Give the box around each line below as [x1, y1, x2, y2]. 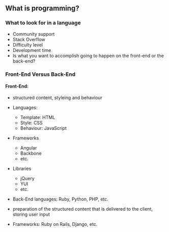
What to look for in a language [5, 19, 81, 26]
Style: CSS [20, 120, 43, 126]
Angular [20, 144, 37, 151]
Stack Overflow [12, 36, 46, 42]
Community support [12, 31, 55, 37]
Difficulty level [12, 42, 43, 48]
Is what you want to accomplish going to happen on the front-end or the [12, 52, 164, 59]
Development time [12, 47, 51, 53]
